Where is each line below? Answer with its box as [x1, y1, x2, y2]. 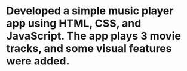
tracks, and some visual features [6, 42, 172, 56]
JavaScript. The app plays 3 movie [6, 30, 181, 43]
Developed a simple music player [6, 4, 174, 18]
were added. [6, 54, 70, 68]
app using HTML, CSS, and [6, 17, 142, 30]
